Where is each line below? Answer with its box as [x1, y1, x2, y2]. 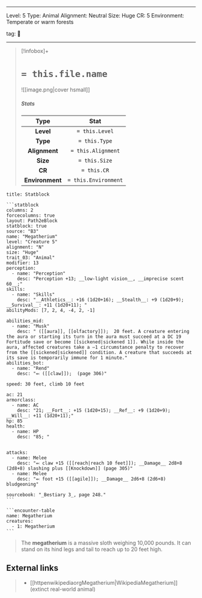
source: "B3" [6, 228, 39, 234]
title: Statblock [6, 191, 50, 198]
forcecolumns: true [6, 212, 55, 219]
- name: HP [11, 428, 39, 434]
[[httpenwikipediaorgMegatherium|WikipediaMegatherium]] [29, 579, 178, 586]
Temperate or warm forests [6, 19, 74, 25]
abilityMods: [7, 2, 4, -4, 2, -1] [6, 307, 96, 313]
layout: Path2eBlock [6, 217, 58, 223]
